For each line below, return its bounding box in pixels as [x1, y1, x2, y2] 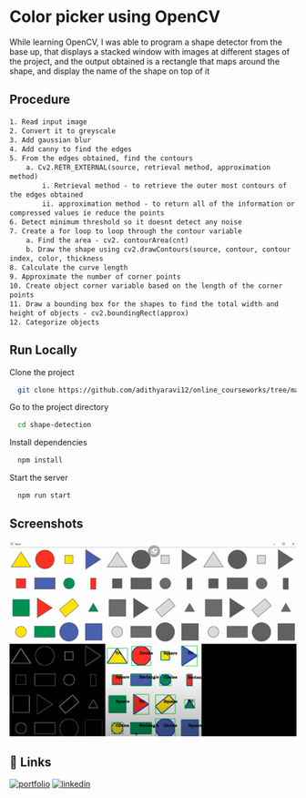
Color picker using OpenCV [9, 6, 221, 27]
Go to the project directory [9, 402, 109, 413]
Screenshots [9, 517, 84, 532]
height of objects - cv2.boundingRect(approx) [9, 308, 189, 318]
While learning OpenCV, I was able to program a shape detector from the [9, 36, 282, 47]
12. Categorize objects [9, 317, 100, 327]
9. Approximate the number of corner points [9, 271, 181, 281]
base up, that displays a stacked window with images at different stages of [9, 46, 290, 56]
